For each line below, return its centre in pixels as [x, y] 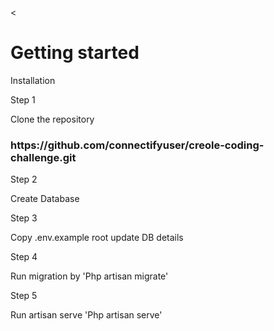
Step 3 [24, 218]
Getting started [75, 53]
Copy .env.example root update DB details [97, 238]
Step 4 [24, 257]
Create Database [45, 199]
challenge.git [43, 157]
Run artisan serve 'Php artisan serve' [86, 315]
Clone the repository [52, 119]
